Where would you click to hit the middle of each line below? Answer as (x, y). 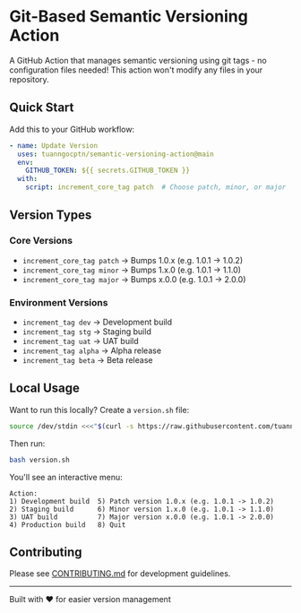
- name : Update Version (54, 145)
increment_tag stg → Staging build (87, 331)
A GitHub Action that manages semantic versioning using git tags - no (138, 60)
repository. (29, 79)
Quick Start (42, 108)
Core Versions (41, 241)
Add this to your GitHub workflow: (72, 129)
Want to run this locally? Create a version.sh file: (99, 410)
